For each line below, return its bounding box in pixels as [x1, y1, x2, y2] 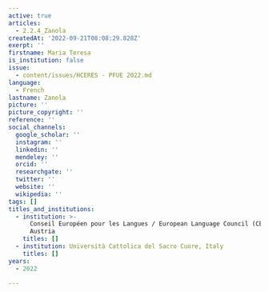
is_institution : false [8, 57, 84, 65]
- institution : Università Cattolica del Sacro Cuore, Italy [15, 242, 224, 250]
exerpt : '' [8, 42, 45, 50]
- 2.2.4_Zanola [15, 26, 66, 34]
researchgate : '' [15, 168, 74, 176]
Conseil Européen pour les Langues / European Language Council [29, 220, 249, 228]
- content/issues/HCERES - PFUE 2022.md [15, 71, 152, 79]
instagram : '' [15, 138, 62, 146]
